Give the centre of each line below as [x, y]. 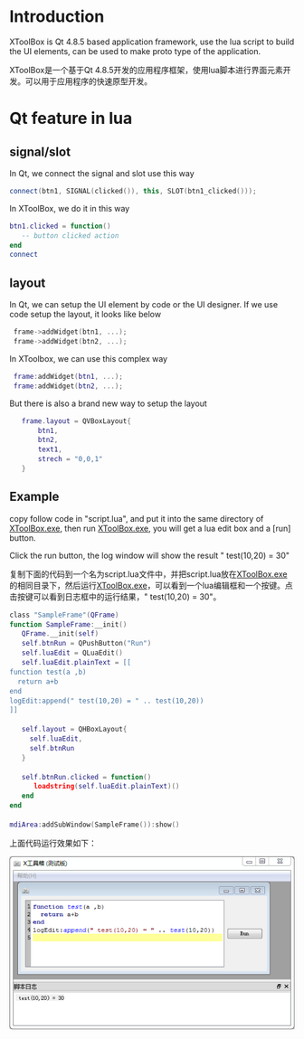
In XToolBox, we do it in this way [70, 208]
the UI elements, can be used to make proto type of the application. [135, 51]
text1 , [50, 449]
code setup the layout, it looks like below [85, 315]
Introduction [57, 17]
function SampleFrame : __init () [68, 624]
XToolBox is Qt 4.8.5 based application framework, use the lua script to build [152, 42]
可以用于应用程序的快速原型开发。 [88, 81]
